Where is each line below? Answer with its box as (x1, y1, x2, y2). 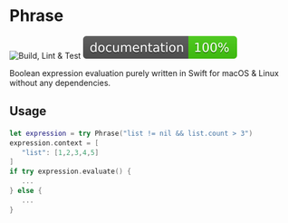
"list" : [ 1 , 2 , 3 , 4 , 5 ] (21, 148, 100, 157)
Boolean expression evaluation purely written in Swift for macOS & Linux (9, 67, 279, 78)
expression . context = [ (9, 138, 100, 148)
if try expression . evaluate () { (9, 167, 131, 177)
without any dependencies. (9, 77, 111, 88)
